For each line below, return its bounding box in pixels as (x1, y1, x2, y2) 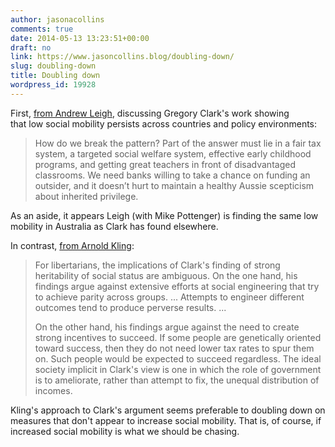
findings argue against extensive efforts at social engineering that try (34, 280, 320, 292)
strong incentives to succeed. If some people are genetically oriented (34, 331, 322, 343)
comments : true (10, 24, 74, 34)
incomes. (34, 384, 73, 396)
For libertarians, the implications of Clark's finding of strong (34, 259, 281, 271)
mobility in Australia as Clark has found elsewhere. (10, 220, 219, 232)
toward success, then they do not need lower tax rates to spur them (34, 342, 315, 354)
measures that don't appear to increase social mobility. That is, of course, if (10, 414, 322, 426)
